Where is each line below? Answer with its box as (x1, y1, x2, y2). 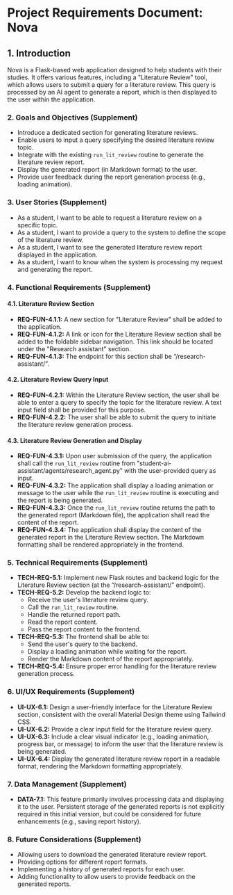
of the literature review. (17, 235, 84, 244)
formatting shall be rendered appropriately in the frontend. (17, 540, 184, 549)
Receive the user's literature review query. (27, 596, 149, 604)
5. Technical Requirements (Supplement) (7, 558, 148, 567)
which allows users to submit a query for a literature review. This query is (7, 81, 216, 88)
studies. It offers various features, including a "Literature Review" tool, (7, 73, 208, 81)
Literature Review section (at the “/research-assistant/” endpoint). (17, 581, 206, 589)
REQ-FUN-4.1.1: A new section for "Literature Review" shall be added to (17, 315, 223, 323)
